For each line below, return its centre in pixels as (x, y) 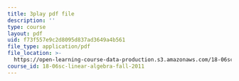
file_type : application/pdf (49, 46)
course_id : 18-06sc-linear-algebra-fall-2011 (76, 66)
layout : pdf (25, 33)
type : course (27, 27)
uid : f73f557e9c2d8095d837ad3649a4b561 (67, 40)
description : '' (31, 20)
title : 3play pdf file (41, 14)
